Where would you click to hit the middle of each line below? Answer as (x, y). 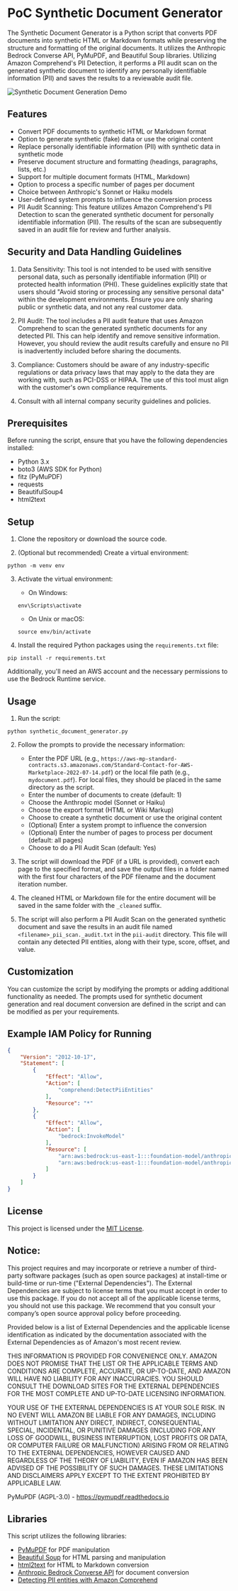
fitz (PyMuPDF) (40, 477)
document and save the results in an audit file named (95, 927)
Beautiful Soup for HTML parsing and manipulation (92, 1558)
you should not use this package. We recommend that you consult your (112, 1305)
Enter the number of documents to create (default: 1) (105, 795)
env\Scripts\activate (49, 606)
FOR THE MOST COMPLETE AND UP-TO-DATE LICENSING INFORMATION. (117, 1393)
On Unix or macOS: (56, 619)
